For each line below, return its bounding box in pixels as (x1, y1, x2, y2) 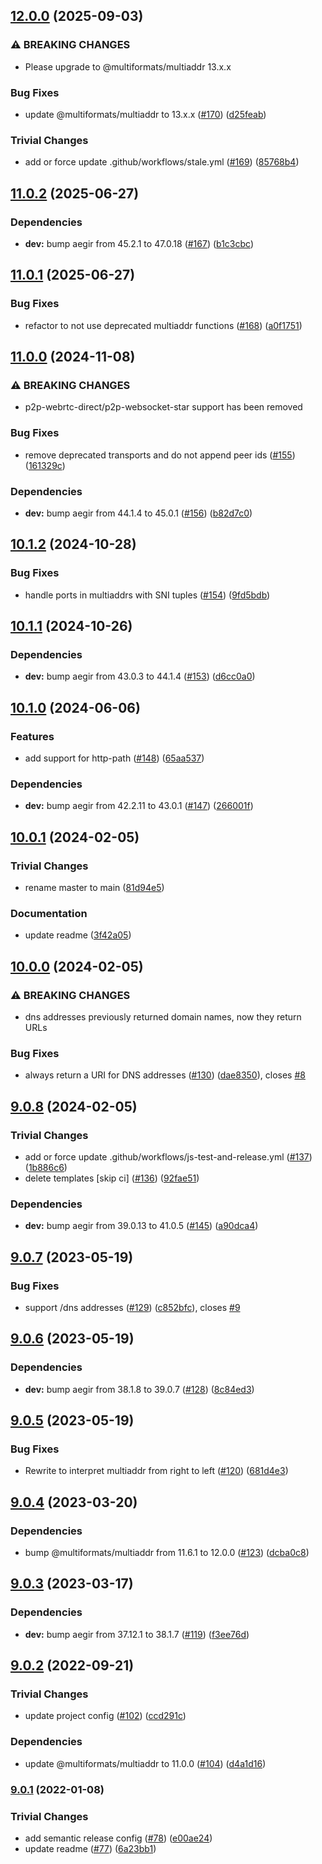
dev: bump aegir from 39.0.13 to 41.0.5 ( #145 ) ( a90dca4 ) (24, 1220, 259, 1232)
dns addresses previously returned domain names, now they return (24, 1010, 302, 1023)
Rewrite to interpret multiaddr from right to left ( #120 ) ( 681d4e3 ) (24, 1465, 289, 1477)
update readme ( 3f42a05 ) (24, 929, 132, 941)
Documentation (10, 906, 88, 920)
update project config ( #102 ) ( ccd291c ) (24, 1710, 187, 1722)
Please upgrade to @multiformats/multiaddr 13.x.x (24, 60, 232, 73)
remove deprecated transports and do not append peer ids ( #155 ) (24, 449, 296, 461)
